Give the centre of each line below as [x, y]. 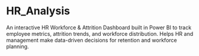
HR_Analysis [38, 11]
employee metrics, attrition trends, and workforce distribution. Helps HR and [100, 33]
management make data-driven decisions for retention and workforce [92, 40]
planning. [18, 46]
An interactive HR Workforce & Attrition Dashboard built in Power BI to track [99, 27]
